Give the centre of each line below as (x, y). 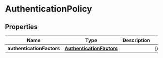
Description (136, 40)
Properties (21, 27)
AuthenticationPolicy (49, 9)
